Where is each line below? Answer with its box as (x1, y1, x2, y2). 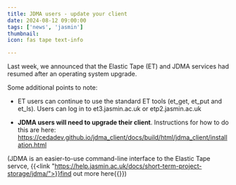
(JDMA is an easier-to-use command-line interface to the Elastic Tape (7, 155, 211, 163)
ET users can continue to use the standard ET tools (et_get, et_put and (17, 97, 223, 106)
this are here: (17, 126, 56, 134)
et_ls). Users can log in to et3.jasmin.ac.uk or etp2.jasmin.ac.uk (17, 105, 202, 113)
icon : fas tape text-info (7, 37, 83, 44)
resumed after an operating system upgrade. (7, 70, 137, 78)
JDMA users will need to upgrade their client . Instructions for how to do (17, 118, 229, 127)
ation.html (17, 141, 47, 149)
